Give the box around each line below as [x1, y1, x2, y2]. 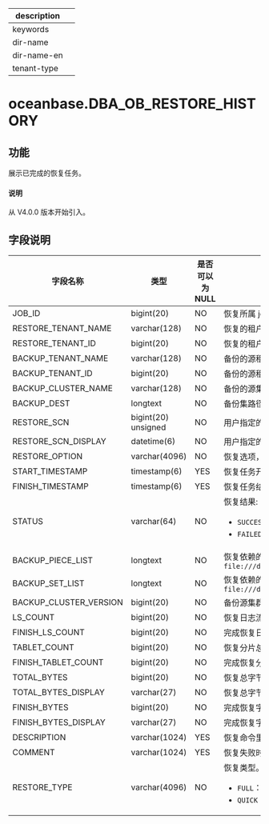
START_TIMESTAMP [12, 466, 88, 477]
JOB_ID [12, 308, 41, 319]
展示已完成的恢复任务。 [8, 168, 86, 178]
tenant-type [12, 63, 58, 74]
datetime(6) [130, 436, 176, 447]
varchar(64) [130, 516, 177, 527]
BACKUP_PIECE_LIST [12, 555, 94, 566]
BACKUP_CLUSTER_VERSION [12, 597, 124, 608]
